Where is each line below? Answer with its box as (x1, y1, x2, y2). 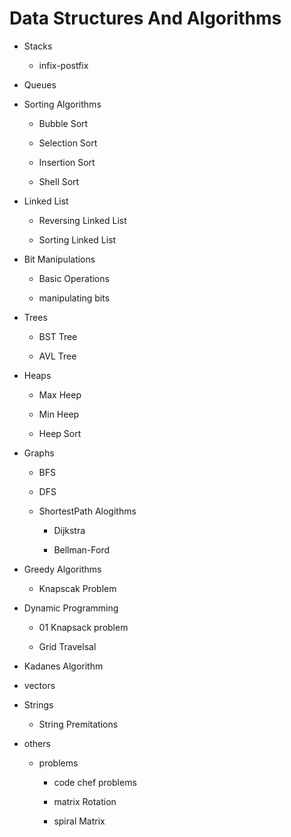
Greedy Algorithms (23, 563, 102, 575)
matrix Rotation (53, 795, 117, 807)
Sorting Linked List (38, 233, 117, 246)
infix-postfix (38, 59, 89, 71)
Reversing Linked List (38, 214, 127, 226)
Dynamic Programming (23, 602, 119, 614)
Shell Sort (38, 175, 80, 187)
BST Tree (38, 330, 78, 342)
